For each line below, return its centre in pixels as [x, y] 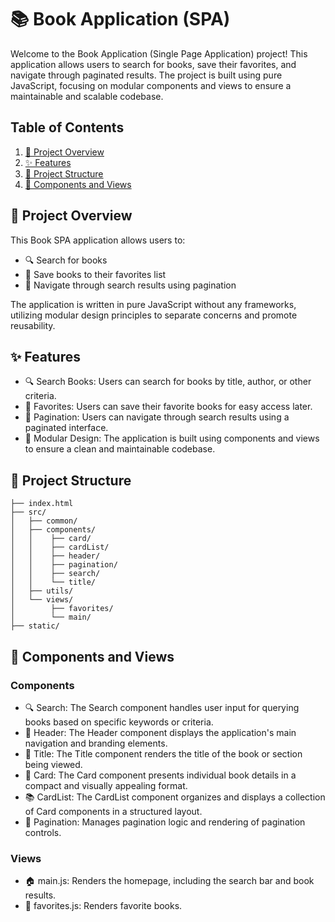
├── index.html [42, 504]
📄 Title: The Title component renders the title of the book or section [163, 753]
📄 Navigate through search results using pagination [130, 285]
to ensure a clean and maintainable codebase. [120, 449]
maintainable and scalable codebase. [87, 96]
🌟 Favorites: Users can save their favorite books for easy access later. [168, 407]
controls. [43, 832]
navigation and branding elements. [96, 743]
